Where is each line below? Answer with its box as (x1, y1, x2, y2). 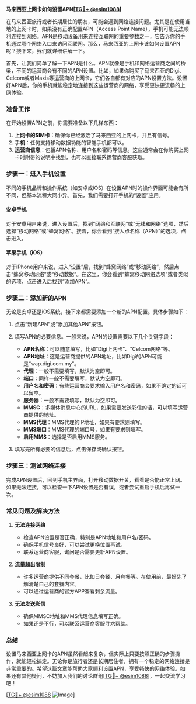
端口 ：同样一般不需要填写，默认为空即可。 (23, 375, 126, 382)
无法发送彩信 (14, 600, 45, 607)
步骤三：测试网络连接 (6, 462, 66, 470)
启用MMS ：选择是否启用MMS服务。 (23, 433, 111, 440)
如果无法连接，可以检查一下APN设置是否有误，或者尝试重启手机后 (6, 484, 165, 491)
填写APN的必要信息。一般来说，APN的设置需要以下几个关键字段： (14, 333, 174, 340)
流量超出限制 (14, 561, 45, 568)
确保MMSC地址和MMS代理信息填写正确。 (23, 612, 124, 619)
